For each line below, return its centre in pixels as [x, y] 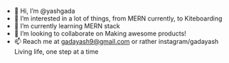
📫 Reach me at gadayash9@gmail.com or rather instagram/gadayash [116, 41]
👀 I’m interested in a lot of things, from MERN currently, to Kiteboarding [118, 18]
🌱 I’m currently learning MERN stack [67, 26]
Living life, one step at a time [56, 52]
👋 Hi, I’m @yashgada [44, 11]
